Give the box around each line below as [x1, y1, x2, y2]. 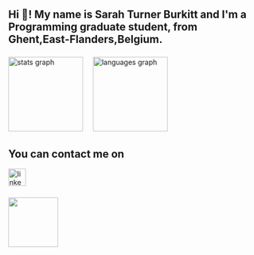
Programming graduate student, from [8, 21, 197, 34]
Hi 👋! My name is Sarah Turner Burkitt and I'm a [8, 8, 247, 21]
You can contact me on [8, 147, 125, 160]
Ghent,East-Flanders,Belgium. [8, 33, 163, 46]
